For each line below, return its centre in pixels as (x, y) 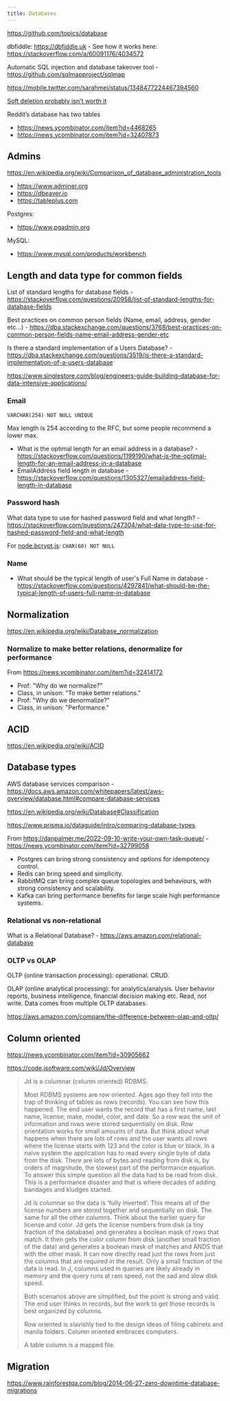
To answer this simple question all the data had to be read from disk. (120, 1175)
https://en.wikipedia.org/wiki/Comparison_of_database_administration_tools (114, 173)
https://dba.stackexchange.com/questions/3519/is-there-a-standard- (105, 355)
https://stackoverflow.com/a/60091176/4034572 (76, 54)
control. (28, 866)
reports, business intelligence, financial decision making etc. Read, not (107, 996)
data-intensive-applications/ (47, 383)
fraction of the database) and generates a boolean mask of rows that (121, 1232)
